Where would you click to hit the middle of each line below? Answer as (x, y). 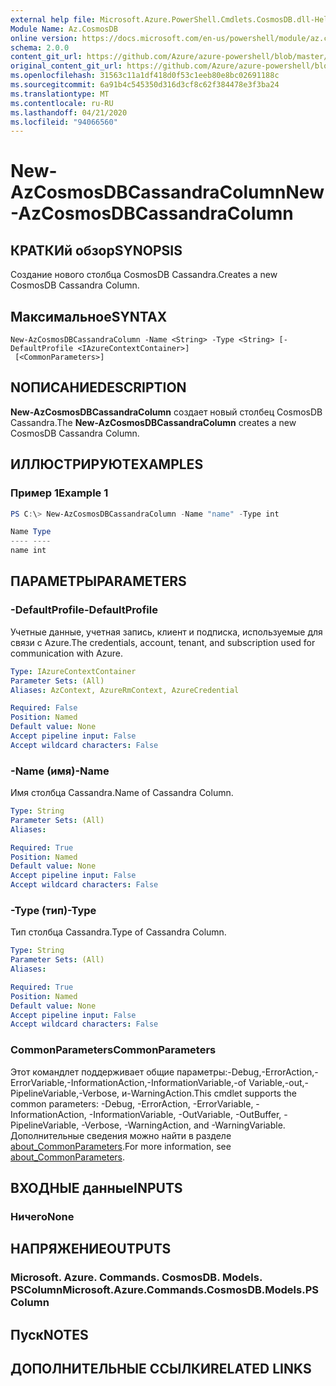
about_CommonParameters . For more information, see (121, 1146)
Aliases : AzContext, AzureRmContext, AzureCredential (125, 690)
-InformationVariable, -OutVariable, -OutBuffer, (185, 1114)
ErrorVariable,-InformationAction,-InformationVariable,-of (128, 1082)
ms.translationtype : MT (60, 94)
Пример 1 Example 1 (59, 493)
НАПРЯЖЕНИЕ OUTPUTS (91, 1249)
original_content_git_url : (66, 66)
